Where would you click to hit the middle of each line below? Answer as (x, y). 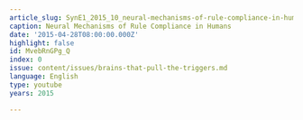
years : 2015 (32, 93)
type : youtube (36, 85)
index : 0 (26, 60)
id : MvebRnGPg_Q (40, 51)
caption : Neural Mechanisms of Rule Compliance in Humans (120, 26)
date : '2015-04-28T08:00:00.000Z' (74, 34)
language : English (44, 77)
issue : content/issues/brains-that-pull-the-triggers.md (119, 69)
